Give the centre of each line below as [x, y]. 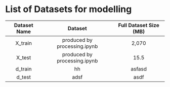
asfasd [139, 69]
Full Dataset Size [139, 25]
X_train [23, 43]
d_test [24, 77]
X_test [24, 57]
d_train [24, 69]
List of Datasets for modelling [69, 9]
